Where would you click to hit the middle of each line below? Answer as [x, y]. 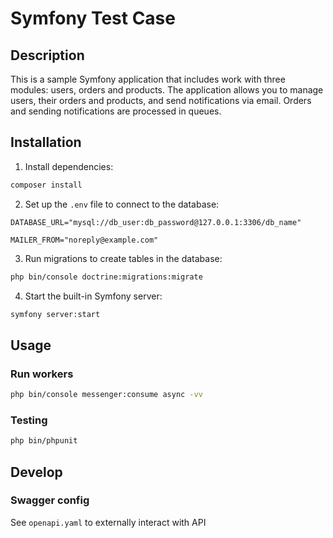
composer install [46, 185]
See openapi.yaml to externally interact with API [108, 522]
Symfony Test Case [93, 18]
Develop [36, 472]
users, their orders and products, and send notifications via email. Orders [161, 100]
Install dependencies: [69, 166]
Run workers [42, 374]
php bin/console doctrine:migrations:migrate [106, 277]
